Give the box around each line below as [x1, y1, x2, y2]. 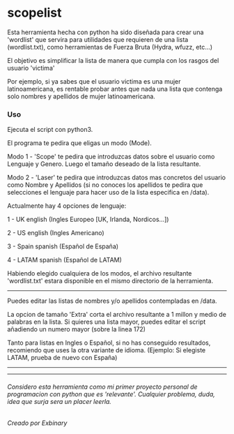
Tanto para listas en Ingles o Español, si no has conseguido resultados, [7, 338, 211, 347]
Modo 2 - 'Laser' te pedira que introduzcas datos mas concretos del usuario [7, 173, 226, 182]
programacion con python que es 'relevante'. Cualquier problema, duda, [7, 389, 216, 398]
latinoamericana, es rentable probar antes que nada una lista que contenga [7, 84, 223, 93]
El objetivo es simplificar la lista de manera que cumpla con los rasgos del [7, 56, 219, 64]
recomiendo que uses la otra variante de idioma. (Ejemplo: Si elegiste [7, 346, 206, 354]
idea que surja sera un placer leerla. [7, 397, 111, 405]
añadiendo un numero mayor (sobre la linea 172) [7, 325, 146, 334]
